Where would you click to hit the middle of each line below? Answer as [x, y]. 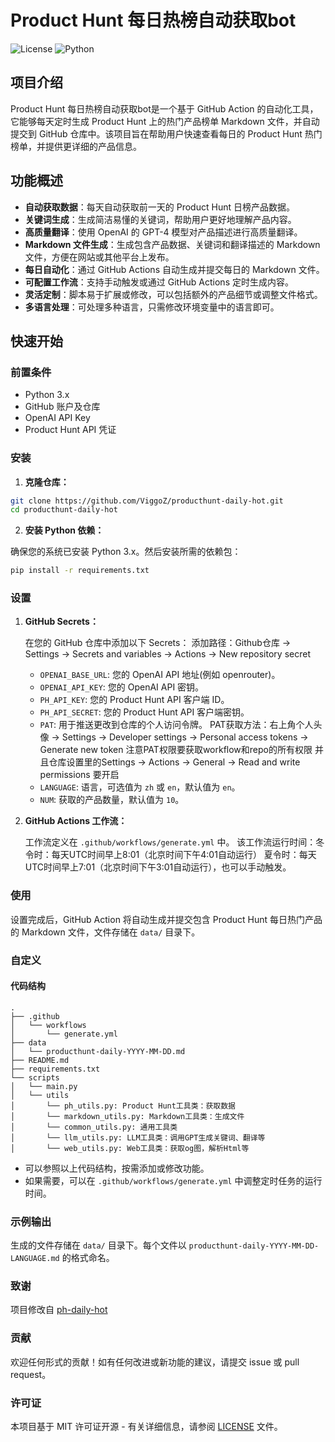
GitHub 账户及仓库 [62, 407]
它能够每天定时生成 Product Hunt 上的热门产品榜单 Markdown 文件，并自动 [165, 121]
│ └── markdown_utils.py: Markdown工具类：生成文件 [127, 1116]
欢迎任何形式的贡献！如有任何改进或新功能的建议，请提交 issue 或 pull [155, 1362]
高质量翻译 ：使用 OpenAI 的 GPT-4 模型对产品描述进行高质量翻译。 [163, 232]
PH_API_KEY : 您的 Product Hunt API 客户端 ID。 [134, 700]
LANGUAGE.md [35, 1259]
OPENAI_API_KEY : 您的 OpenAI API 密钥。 [122, 687]
